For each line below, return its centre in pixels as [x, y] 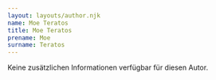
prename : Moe [29, 38]
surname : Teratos [36, 45]
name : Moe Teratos [38, 23]
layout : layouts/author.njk [54, 15]
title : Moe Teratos [40, 30]
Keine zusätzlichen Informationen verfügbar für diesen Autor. [108, 67]
